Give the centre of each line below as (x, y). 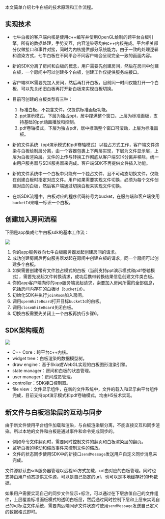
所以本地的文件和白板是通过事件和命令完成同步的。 (65, 431)
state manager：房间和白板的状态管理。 (53, 371)
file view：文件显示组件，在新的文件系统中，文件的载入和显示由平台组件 (85, 389)
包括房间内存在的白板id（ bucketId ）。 (50, 289)
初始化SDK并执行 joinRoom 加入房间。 (49, 295)
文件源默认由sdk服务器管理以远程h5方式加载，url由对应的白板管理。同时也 (81, 471)
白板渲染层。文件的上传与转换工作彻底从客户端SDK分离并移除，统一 (90, 157)
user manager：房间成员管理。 (43, 377)
